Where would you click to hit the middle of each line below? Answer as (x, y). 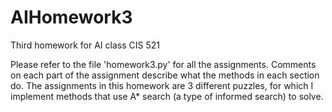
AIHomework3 (71, 17)
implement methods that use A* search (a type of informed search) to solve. (167, 96)
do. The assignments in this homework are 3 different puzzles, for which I (162, 85)
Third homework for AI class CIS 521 (85, 45)
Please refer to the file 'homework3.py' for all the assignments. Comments (163, 64)
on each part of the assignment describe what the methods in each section (165, 75)
